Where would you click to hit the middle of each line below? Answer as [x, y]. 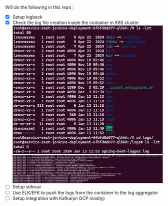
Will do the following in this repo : [39, 7]
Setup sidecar [27, 187]
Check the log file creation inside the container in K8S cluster [75, 23]
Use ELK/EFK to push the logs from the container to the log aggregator [85, 192]
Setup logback [27, 17]
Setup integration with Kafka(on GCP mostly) [58, 198]
